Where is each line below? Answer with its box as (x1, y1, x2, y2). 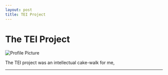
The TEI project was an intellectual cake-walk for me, (5, 59, 115, 65)
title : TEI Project (5, 12, 46, 17)
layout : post (5, 7, 32, 12)
